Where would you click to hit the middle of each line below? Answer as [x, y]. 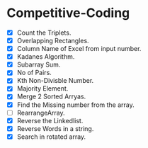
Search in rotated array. [51, 137]
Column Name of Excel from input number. [79, 49]
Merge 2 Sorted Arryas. [51, 96]
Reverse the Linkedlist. [50, 120]
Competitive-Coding [68, 13]
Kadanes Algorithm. [46, 57]
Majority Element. [42, 89]
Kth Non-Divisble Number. [55, 81]
